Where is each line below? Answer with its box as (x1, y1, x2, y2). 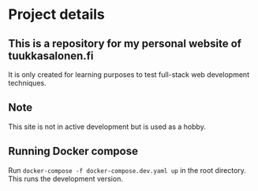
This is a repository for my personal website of (8, 37, 242, 50)
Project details (8, 6, 105, 24)
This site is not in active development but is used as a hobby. (8, 122, 207, 131)
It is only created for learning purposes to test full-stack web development (8, 70, 250, 79)
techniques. (8, 79, 47, 87)
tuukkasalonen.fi (8, 49, 94, 62)
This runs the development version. (8, 174, 124, 183)
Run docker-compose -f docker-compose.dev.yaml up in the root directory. (8, 165, 247, 174)
